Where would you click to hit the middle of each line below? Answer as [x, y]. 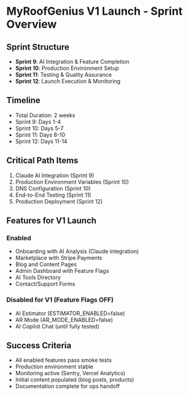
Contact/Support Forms [45, 284]
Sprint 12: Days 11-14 [41, 141]
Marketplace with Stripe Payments [59, 258]
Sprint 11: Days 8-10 [40, 135]
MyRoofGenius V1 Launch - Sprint [94, 11]
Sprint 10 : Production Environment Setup [67, 68]
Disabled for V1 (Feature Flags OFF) [60, 300]
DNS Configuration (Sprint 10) [53, 188]
